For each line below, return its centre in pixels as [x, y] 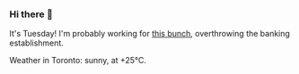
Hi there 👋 [31, 14]
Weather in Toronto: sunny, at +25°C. [78, 61]
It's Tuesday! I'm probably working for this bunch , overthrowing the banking [149, 34]
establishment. [37, 43]
